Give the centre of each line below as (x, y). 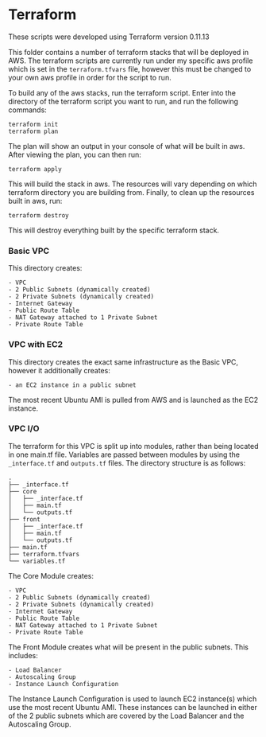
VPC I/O (24, 429)
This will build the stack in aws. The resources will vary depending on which (133, 184)
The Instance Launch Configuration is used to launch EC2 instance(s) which (133, 699)
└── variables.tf (37, 561)
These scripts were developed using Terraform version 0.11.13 (109, 37)
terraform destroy (39, 215)
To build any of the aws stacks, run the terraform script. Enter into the (122, 92)
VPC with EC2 (36, 345)
